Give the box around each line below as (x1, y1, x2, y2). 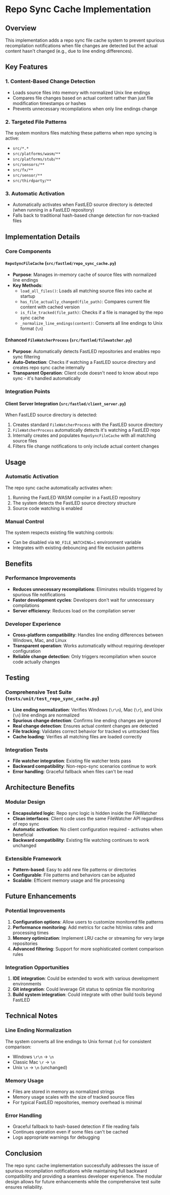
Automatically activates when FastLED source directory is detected (12, 201, 153, 208)
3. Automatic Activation (5, 190, 65, 197)
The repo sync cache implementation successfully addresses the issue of (5, 1163, 159, 1169)
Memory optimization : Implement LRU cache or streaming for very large (12, 935, 164, 941)
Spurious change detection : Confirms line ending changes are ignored (12, 717, 161, 724)
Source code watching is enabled (12, 505, 82, 511)
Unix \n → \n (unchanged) (12, 1064, 67, 1070)
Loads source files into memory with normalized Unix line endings (12, 89, 150, 95)
